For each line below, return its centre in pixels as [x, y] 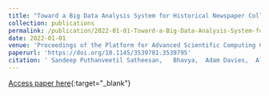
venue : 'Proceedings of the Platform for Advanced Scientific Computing [132, 46]
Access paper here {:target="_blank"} [70, 83]
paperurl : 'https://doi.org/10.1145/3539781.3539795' [100, 53]
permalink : [26, 30]
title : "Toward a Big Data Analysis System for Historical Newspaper [127, 16]
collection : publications [51, 23]
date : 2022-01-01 [37, 38]
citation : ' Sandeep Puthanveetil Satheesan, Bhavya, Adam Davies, [128, 61]
